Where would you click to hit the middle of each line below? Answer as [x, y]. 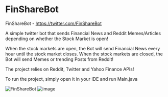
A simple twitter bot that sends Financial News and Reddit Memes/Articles [83, 33]
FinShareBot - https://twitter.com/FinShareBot [54, 23]
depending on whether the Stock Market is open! [57, 39]
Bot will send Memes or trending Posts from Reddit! [59, 59]
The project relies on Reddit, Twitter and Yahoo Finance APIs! [70, 69]
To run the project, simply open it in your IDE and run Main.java [71, 79]
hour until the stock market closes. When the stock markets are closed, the [84, 54]
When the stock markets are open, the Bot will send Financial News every [83, 48]
